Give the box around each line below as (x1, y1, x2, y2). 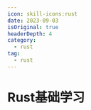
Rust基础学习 (7, 89, 85, 105)
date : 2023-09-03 (7, 17, 59, 24)
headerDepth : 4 (7, 30, 53, 38)
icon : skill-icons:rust (7, 10, 78, 18)
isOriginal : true (7, 23, 59, 31)
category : (7, 37, 37, 44)
